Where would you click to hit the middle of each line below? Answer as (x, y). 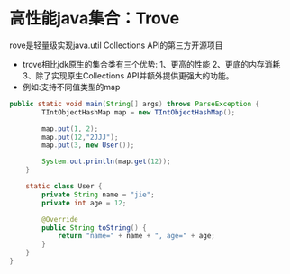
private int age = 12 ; (84, 203)
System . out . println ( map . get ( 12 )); (106, 162)
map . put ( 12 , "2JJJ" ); (80, 137)
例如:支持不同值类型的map (71, 87)
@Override (60, 219)
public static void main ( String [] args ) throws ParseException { (134, 104)
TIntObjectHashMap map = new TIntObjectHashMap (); (139, 112)
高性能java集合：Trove (95, 18)
